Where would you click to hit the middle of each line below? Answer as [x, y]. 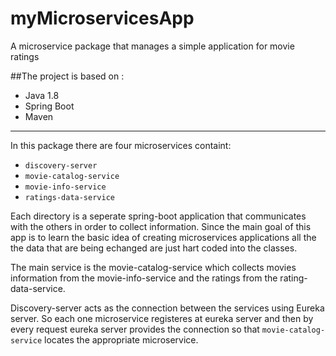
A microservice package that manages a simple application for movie [152, 46]
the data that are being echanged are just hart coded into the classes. [154, 248]
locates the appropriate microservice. [121, 339]
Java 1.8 [42, 95]
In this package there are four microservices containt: [121, 145]
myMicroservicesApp [102, 18]
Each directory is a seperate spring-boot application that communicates [158, 216]
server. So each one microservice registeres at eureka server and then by [162, 318]
